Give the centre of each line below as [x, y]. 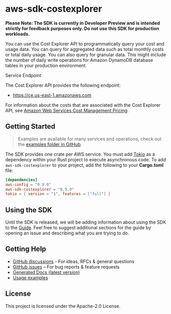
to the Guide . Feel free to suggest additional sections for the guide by [78, 228]
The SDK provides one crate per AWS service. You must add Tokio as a [80, 154]
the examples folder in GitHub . [50, 144]
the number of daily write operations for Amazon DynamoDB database [79, 60]
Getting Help [26, 249]
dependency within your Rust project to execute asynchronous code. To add [86, 159]
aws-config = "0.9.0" [28, 184]
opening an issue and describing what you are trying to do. [67, 233]
